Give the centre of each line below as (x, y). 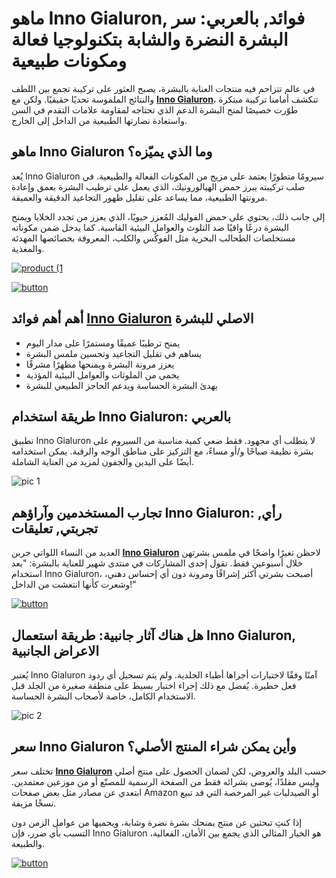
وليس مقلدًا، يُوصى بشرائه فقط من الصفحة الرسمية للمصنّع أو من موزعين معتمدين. (165, 781)
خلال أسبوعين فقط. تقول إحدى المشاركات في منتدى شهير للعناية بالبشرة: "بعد (157, 563)
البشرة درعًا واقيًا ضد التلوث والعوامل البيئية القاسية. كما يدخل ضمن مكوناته (150, 227)
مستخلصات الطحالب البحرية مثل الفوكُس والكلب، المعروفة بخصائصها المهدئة (153, 238)
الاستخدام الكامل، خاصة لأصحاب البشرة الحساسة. (104, 696)
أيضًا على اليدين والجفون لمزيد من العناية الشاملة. (103, 462)
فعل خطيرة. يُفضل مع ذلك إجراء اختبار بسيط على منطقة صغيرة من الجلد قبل (154, 685)
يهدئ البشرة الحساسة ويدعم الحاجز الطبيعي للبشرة (121, 385)
